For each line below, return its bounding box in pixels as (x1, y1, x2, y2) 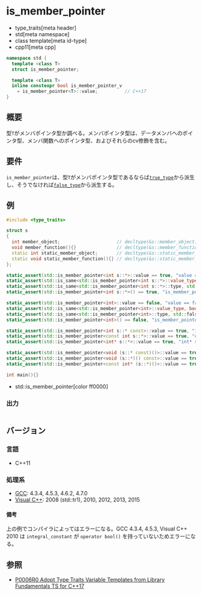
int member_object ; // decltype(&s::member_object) (11, 239, 198, 245)
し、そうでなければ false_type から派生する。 (6, 181, 118, 188)
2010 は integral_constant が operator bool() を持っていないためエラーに (6, 533, 191, 540)
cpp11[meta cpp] (14, 43, 56, 51)
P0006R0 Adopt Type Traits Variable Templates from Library (14, 576, 165, 583)
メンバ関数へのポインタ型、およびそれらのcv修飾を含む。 (26, 137, 170, 144)
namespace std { (6, 55, 47, 61)
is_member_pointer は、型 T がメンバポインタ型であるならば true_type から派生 (6, 173, 195, 180)
